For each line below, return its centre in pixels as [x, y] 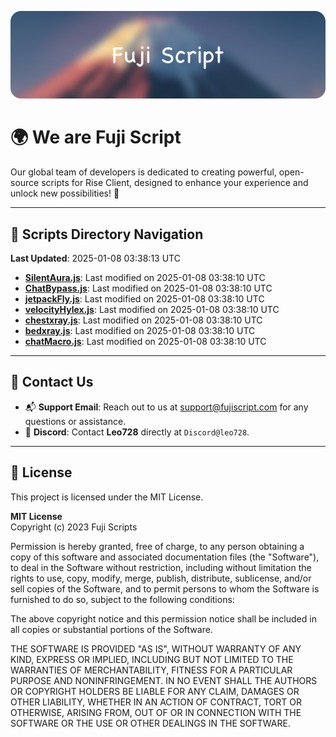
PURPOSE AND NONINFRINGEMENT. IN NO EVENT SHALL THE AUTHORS [164, 680]
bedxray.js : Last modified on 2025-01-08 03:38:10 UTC [140, 331]
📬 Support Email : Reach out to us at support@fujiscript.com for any [166, 407]
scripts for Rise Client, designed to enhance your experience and [175, 183]
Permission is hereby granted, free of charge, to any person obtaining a [157, 546]
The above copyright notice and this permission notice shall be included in [163, 618]
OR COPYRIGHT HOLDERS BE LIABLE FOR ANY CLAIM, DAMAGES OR [155, 691]
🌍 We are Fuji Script [96, 137]
